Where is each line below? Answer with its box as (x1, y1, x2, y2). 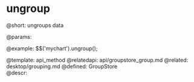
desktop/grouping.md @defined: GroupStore (6, 62, 118, 70)
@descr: (6, 69, 27, 76)
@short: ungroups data (6, 22, 64, 29)
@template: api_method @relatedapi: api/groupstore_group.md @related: (6, 56, 189, 63)
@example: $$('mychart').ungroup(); (6, 44, 98, 52)
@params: (6, 33, 32, 40)
